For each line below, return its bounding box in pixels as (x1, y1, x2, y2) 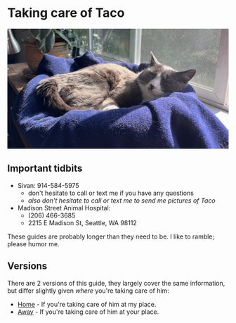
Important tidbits (7, 163, 83, 175)
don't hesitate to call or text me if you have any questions (27, 189, 195, 197)
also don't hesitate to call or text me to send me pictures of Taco (27, 196, 216, 205)
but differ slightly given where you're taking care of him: (7, 286, 170, 295)
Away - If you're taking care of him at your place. (17, 308, 159, 316)
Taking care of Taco (7, 5, 125, 21)
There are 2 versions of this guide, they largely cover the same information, (7, 279, 225, 287)
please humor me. (7, 239, 60, 248)
